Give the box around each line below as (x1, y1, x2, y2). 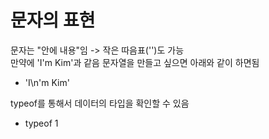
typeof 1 (24, 117, 59, 129)
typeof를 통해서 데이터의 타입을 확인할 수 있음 (10, 97, 190, 109)
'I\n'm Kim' (24, 76, 70, 88)
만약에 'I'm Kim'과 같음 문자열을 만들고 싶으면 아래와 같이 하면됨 (10, 56, 260, 68)
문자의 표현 (10, 9, 96, 32)
